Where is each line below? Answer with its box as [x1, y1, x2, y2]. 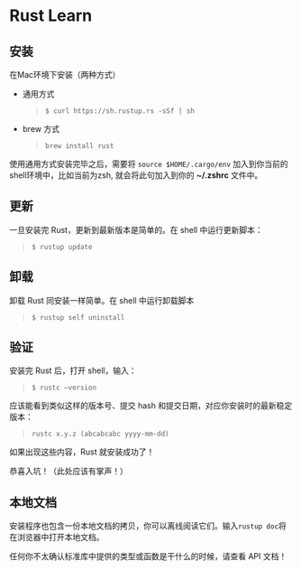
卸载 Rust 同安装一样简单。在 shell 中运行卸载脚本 [9, 294, 195, 305]
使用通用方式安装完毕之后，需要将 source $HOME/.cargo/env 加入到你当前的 [9, 159, 288, 169]
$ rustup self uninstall [31, 313, 125, 322]
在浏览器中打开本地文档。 [9, 532, 105, 543]
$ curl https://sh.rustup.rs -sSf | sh [44, 107, 196, 116]
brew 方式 [22, 124, 60, 134]
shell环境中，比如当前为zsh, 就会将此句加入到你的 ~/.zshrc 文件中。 [9, 170, 263, 181]
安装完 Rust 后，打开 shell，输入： [9, 365, 137, 376]
